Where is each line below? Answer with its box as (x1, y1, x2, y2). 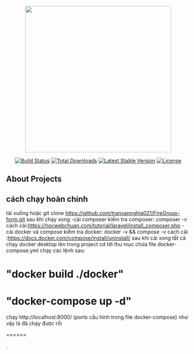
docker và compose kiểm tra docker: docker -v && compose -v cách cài (14, 229, 188, 236)
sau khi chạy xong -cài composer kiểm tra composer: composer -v (26, 216, 187, 223)
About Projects (6, 174, 62, 184)
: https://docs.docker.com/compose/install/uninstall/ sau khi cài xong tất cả (6, 234, 186, 241)
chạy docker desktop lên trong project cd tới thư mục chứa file (6, 241, 157, 248)
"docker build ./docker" (6, 267, 124, 281)
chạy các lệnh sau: (40, 247, 85, 254)
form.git (6, 216, 25, 223)
